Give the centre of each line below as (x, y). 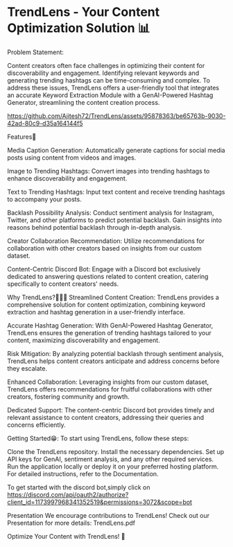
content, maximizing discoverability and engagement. (84, 340)
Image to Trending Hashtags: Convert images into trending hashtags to (109, 171)
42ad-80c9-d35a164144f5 (45, 123)
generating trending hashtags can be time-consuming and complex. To (109, 80)
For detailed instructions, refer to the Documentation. (83, 473)
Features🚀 (22, 137)
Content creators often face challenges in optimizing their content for (106, 65)
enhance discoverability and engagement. (67, 178)
